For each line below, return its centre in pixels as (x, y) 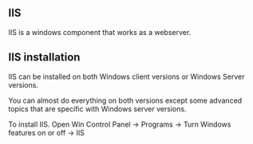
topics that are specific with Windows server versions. (97, 109)
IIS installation (44, 58)
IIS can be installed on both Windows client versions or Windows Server (126, 76)
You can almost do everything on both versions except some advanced (125, 100)
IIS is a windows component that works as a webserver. (100, 32)
